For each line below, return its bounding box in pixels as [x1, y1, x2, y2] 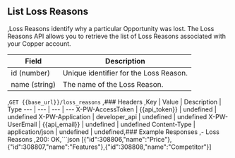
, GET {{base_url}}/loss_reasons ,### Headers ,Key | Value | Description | [7, 97, 222, 106]
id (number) [11, 68, 51, 78]
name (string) [11, 79, 56, 89]
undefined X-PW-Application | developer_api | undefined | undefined [7, 112, 207, 121]
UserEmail [7, 120, 37, 128]
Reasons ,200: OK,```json [7, 135, 80, 143]
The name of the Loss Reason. [62, 79, 164, 89]
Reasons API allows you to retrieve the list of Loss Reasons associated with [7, 32, 226, 40]
